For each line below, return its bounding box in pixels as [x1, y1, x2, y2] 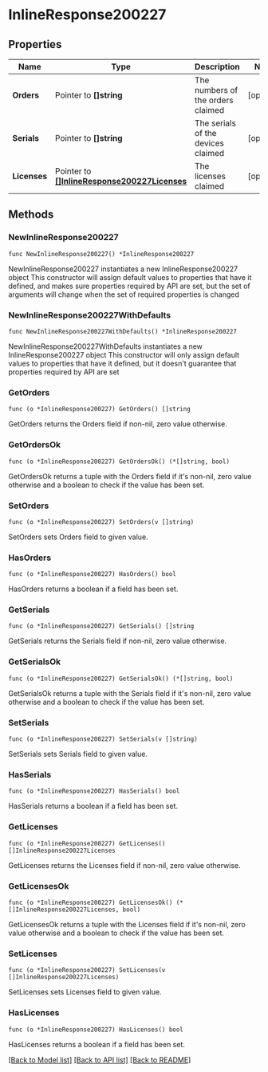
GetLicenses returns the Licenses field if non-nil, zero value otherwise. [8, 860, 241, 870]
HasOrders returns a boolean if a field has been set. [8, 584, 179, 594]
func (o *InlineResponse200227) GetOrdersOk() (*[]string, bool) [8, 458, 230, 466]
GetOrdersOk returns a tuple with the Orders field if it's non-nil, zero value [8, 471, 252, 481]
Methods [8, 208, 54, 222]
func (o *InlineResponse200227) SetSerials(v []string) [8, 735, 198, 743]
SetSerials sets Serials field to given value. [8, 750, 148, 759]
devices [194, 138, 225, 149]
